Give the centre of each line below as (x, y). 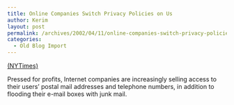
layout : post (26, 26)
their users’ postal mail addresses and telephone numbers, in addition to (111, 87)
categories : (24, 40)
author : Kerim (28, 20)
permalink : (23, 33)
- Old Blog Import (40, 46)
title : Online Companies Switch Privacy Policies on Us (90, 14)
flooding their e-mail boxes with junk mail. (67, 94)
